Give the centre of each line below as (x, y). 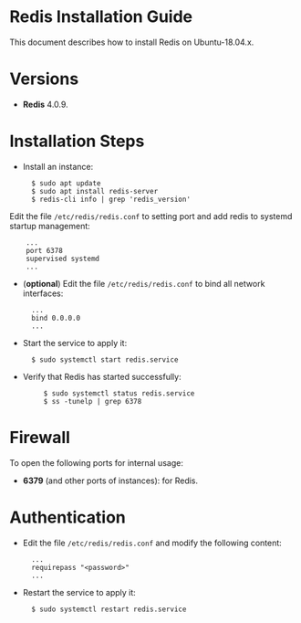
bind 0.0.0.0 (56, 318)
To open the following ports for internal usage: (97, 462)
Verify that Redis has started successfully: (102, 376)
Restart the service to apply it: (79, 592)
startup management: (50, 226)
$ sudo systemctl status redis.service (119, 393)
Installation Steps (77, 141)
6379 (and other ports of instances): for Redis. (110, 480)
